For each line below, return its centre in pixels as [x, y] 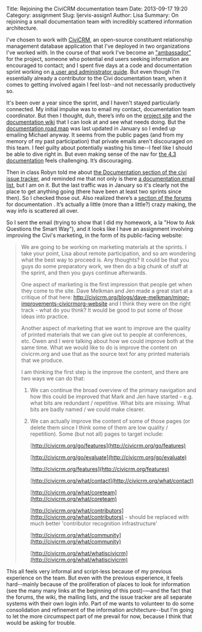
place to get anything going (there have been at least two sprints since [94, 192]
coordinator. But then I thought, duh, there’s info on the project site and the [99, 115]
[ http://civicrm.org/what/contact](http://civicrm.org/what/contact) [112, 481]
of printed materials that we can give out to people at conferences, [104, 334]
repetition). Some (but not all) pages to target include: [97, 434]
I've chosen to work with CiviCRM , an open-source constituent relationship [99, 40]
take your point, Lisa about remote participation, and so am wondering [108, 253]
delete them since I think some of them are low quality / [99, 427]
